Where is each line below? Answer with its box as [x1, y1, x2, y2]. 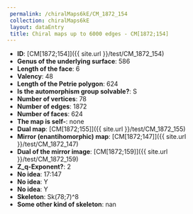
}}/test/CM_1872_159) [16, 155, 79, 164]
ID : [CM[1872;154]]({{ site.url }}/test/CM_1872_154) [16, 50, 165, 58]
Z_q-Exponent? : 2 [16, 162, 72, 171]
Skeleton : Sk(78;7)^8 [16, 193, 79, 201]
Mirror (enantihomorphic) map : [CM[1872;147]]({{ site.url [16, 133, 187, 141]
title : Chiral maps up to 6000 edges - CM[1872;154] [9, 30, 170, 38]
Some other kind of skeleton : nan [16, 200, 116, 209]
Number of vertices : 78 [16, 95, 87, 103]
